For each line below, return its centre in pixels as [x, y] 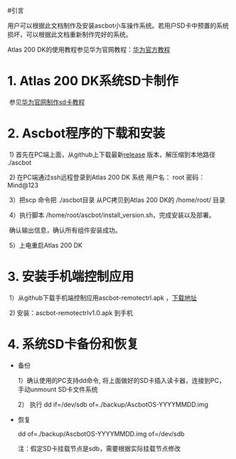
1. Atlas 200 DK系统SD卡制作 [93, 81]
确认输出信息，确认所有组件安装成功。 [65, 230]
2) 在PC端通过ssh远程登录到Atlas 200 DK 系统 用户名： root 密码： [107, 177]
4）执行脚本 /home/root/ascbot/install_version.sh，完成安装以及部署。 [112, 215]
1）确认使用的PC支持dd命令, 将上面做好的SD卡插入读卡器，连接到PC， [122, 380]
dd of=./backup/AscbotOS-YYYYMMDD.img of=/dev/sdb [101, 433]
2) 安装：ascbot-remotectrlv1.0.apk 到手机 [71, 312]
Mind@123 [23, 185]
